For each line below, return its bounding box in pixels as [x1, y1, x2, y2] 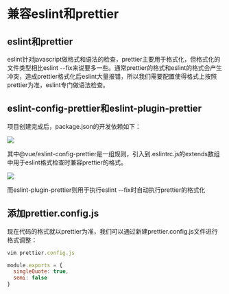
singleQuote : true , [13, 268, 69, 275]
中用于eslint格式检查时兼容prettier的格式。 [7, 158, 127, 167]
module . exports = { [7, 262, 63, 269]
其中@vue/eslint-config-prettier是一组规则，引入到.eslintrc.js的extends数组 [7, 149, 220, 158]
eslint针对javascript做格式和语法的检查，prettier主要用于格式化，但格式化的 [7, 56, 221, 63]
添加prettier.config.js [7, 208, 99, 219]
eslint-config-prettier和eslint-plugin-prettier [7, 103, 202, 114]
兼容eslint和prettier [7, 6, 119, 22]
